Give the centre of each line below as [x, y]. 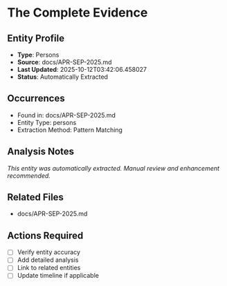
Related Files [36, 197]
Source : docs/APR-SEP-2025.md [64, 62]
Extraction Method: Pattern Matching [70, 130]
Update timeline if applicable [58, 276]
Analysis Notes [41, 152]
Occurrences [36, 98]
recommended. [29, 175]
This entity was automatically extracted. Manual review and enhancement [113, 168]
